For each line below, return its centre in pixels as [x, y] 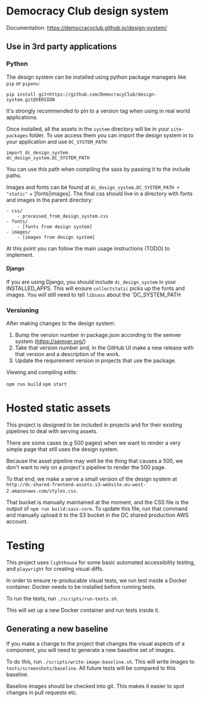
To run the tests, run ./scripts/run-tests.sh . [62, 599]
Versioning [22, 310]
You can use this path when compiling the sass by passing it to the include [98, 169]
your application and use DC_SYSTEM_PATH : [57, 141]
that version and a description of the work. [67, 354]
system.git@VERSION [31, 100]
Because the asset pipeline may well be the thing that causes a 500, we [94, 461]
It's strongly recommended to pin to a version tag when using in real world [98, 111]
